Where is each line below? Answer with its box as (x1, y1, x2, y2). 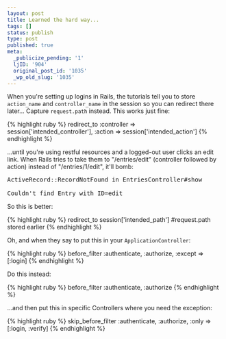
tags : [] (7, 23, 32, 29)
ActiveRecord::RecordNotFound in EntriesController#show (7, 176, 203, 184)
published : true (7, 42, 53, 49)
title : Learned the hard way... (7, 16, 99, 23)
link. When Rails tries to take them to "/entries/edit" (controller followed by (7, 155, 217, 164)
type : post (7, 36, 38, 42)
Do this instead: (7, 270, 51, 278)
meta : (7, 49, 23, 55)
